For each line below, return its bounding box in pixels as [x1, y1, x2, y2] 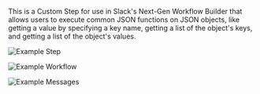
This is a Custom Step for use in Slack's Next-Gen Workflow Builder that [8, 7, 243, 16]
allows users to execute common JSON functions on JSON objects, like [8, 15, 240, 24]
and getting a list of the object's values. [8, 31, 136, 41]
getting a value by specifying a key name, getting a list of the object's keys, [8, 23, 253, 32]
